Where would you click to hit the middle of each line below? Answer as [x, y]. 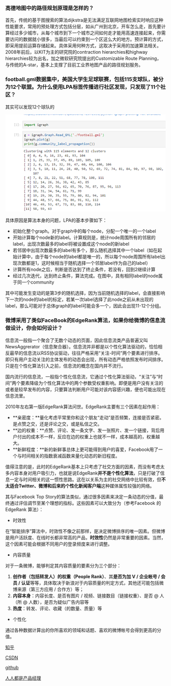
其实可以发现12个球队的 [30, 107]
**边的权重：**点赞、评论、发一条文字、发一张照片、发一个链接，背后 [86, 430]
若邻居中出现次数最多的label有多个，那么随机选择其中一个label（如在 [85, 250]
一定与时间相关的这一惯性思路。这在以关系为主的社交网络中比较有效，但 [85, 479]
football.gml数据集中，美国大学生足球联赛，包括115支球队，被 [82, 79]
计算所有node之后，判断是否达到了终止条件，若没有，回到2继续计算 [84, 270]
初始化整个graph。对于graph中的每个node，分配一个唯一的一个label [84, 231]
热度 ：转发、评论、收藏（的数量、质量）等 [57, 608]
